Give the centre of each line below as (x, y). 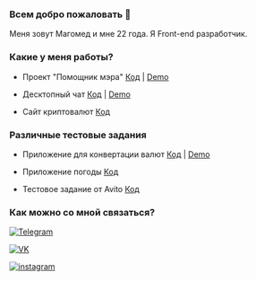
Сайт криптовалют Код (66, 111)
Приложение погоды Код (70, 171)
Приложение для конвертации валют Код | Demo (116, 154)
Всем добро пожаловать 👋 (70, 14)
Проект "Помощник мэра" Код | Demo (95, 76)
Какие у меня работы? (61, 57)
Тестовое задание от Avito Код (81, 189)
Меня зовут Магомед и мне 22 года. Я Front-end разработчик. (128, 34)
